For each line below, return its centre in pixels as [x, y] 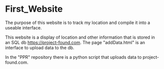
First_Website [34, 9]
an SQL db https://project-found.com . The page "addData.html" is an [75, 42]
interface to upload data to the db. [40, 47]
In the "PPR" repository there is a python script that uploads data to [73, 57]
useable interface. [23, 27]
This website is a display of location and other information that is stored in [80, 37]
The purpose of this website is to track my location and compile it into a [78, 23]
